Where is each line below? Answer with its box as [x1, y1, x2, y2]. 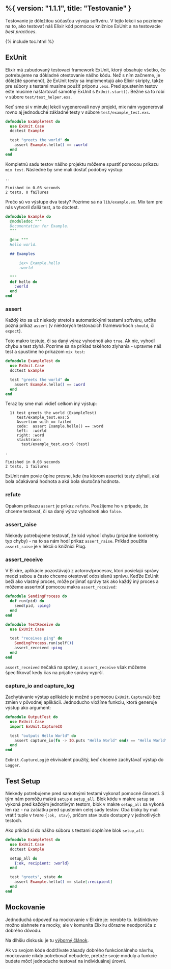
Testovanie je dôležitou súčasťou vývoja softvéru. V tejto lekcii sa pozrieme [5, 17, 163, 23]
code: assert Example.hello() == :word [16, 424, 103, 429]
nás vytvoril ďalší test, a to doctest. [5, 204, 79, 210]
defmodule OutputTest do [5, 715, 58, 720]
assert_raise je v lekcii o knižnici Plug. [5, 543, 87, 550]
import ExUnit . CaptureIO [10, 724, 63, 729]
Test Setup [5, 777, 41, 785]
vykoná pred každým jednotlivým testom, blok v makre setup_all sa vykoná [5, 801, 164, 807]
